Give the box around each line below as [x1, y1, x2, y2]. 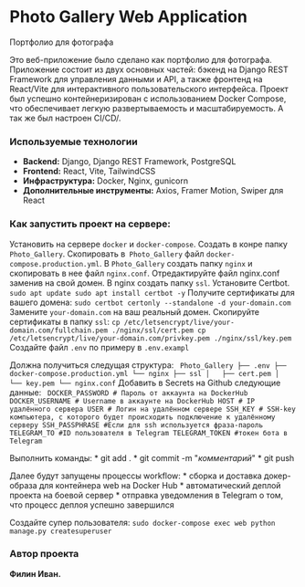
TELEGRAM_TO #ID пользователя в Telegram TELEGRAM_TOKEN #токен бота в [9, 428, 288, 437]
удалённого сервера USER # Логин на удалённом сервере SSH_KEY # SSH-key [9, 404, 297, 414]
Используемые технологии [9, 135, 139, 148]
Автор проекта [9, 548, 79, 561]
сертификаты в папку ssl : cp [9, 316, 121, 327]
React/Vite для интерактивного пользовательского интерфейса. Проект [9, 83, 289, 94]
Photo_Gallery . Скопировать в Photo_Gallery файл [9, 248, 205, 259]
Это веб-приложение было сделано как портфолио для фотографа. [9, 54, 272, 65]
